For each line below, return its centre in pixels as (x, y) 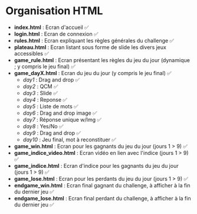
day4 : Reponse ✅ (45, 99)
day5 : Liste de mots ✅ (50, 106)
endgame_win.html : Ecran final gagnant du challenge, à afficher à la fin (102, 185)
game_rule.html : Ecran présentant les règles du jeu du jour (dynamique (102, 60)
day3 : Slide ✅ (40, 93)
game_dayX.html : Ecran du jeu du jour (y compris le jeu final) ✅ (93, 73)
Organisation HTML (54, 11)
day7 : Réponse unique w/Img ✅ (62, 119)
